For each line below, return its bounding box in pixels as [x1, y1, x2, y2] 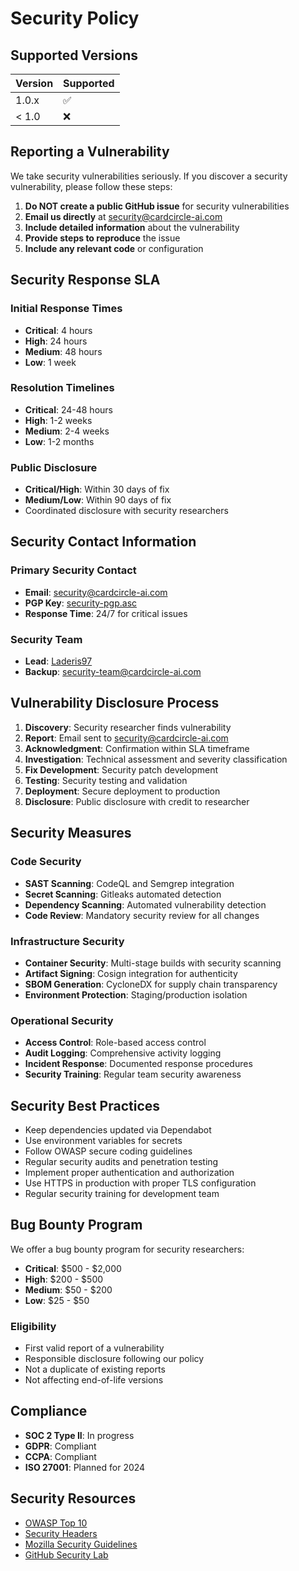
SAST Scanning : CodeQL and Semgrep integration [24, 877, 235, 889]
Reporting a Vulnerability [10, 143, 170, 161]
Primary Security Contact [10, 563, 137, 577]
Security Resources [10, 1490, 137, 1507]
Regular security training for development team [24, 1187, 220, 1199]
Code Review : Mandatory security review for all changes [24, 909, 260, 921]
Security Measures [10, 825, 132, 842]
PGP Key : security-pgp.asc [24, 597, 138, 609]
